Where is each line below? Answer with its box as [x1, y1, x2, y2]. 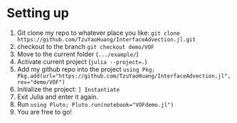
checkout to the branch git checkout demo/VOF [16, 42, 154, 50]
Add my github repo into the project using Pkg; [16, 65, 156, 73]
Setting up [6, 5, 69, 21]
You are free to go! [16, 107, 73, 116]
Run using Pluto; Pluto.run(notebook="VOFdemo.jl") [16, 100, 174, 108]
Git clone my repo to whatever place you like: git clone [16, 28, 180, 37]
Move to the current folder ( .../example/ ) [16, 50, 139, 58]
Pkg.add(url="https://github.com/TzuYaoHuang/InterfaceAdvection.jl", [16, 73, 231, 80]
